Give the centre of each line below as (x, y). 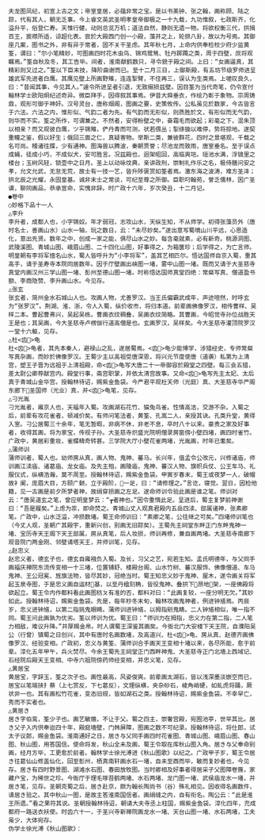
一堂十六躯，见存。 (35, 332)
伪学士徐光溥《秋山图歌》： (45, 829)
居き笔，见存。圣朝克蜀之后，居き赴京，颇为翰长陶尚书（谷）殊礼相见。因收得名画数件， (132, 787)
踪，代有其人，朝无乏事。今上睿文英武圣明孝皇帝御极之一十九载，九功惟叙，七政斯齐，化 (132, 20)
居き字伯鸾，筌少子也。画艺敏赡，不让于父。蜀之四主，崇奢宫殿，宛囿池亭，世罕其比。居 (132, 719)
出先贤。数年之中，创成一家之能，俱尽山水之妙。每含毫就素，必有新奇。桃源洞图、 (140, 239)
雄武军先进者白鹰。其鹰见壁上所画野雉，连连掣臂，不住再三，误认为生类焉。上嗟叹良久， (132, 79)
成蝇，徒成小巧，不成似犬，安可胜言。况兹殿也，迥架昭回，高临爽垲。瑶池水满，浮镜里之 (132, 155)
